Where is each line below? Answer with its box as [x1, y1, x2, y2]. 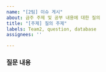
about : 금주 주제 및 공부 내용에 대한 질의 [6, 15, 101, 21]
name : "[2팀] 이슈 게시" [6, 9, 63, 15]
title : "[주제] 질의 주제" [6, 20, 67, 26]
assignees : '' [6, 32, 43, 38]
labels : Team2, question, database [6, 26, 97, 32]
